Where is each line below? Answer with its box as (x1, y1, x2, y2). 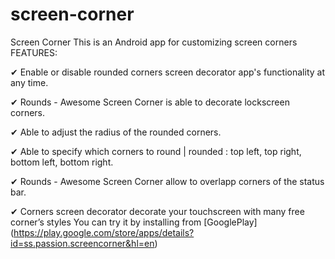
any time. (10, 76, 49, 88)
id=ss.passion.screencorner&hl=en (10, 237, 155, 249)
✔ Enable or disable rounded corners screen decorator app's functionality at (10, 66, 325, 78)
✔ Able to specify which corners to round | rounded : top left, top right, (10, 145, 302, 157)
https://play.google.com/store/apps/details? (13, 226, 195, 238)
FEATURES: (10, 46, 58, 58)
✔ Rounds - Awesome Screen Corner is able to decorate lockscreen (10, 96, 290, 108)
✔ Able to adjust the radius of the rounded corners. (10, 126, 222, 138)
